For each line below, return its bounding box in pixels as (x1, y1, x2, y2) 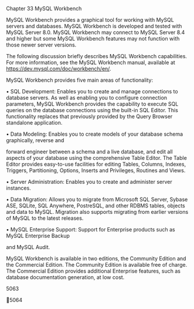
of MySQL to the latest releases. (6, 214, 84, 221)
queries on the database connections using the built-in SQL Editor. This (6, 107, 179, 113)
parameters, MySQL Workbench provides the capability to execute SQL (6, 100, 179, 108)
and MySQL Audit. (6, 244, 50, 250)
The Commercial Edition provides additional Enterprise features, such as (6, 267, 181, 274)
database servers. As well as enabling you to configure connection (6, 94, 168, 101)
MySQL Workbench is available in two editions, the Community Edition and (6, 255, 186, 262)
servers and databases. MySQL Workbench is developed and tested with (6, 23, 182, 29)
